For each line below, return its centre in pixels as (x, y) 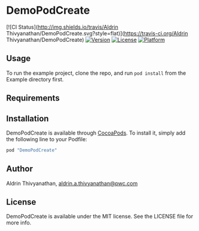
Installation (27, 118)
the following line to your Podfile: (47, 139)
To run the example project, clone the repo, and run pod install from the (96, 73)
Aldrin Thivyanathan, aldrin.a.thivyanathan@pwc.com (72, 183)
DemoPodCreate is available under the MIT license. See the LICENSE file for (99, 217)
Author (19, 169)
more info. (19, 223)
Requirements (33, 98)
